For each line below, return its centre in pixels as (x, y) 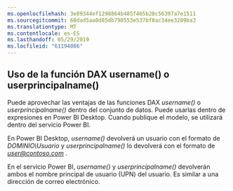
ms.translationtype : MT (42, 27)
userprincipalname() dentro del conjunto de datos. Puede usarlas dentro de (116, 110)
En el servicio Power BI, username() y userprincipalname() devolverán (109, 167)
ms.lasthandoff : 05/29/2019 (48, 40)
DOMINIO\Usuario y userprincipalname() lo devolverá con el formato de (111, 146)
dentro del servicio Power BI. (49, 125)
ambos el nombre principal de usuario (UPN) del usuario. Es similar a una (113, 174)
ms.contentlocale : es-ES (44, 33)
